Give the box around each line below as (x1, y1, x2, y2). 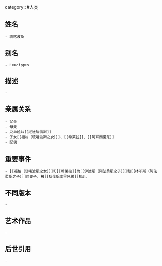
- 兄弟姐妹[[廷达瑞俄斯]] (5, 130, 52, 134)
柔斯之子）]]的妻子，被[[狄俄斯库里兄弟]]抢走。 (5, 174, 90, 179)
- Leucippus (5, 62, 29, 67)
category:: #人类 (5, 4, 38, 10)
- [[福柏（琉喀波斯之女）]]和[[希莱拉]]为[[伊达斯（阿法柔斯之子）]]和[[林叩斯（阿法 (5, 169, 158, 174)
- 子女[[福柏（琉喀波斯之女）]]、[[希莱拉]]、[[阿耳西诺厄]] (5, 135, 114, 140)
